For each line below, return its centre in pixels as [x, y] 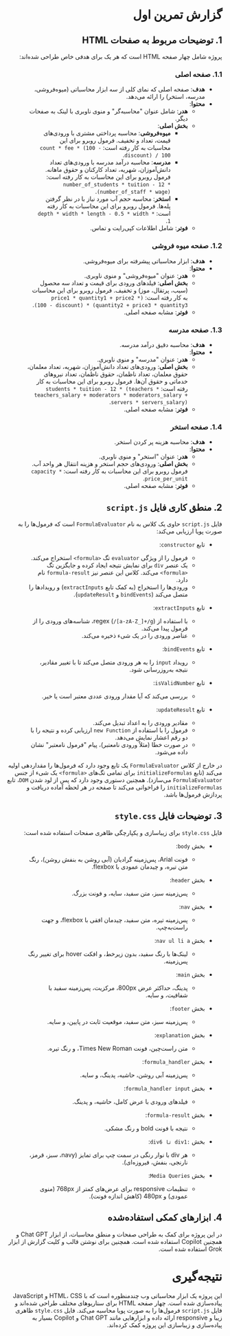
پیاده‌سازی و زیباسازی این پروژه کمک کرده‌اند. [164, 1325]
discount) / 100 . [147, 155]
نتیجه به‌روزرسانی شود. [158, 669]
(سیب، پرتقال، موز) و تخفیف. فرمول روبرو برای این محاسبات [110, 290]
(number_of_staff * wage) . [133, 192]
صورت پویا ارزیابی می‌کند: [189, 531]
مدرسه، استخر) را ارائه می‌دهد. [165, 97]
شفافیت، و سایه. [166, 995]
